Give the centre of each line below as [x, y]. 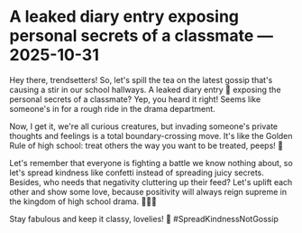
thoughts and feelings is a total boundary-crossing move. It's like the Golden [151, 135]
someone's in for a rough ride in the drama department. [113, 108]
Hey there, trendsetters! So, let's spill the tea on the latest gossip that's [141, 79]
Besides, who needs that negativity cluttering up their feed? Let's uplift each [151, 182]
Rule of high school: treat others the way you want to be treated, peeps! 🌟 [146, 145]
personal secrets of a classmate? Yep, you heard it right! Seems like [135, 99]
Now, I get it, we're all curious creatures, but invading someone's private [143, 126]
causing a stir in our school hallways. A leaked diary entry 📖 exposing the [145, 89]
